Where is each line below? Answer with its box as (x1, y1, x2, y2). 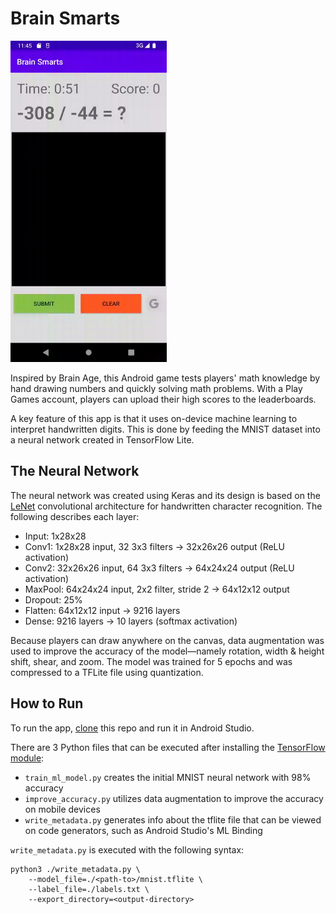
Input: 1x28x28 (24, 530, 87, 542)
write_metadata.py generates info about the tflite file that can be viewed (24, 813, 322, 826)
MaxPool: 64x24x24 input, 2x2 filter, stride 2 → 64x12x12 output (24, 583, 290, 595)
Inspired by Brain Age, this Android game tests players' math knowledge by (10, 372, 321, 384)
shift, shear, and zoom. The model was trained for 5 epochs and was (10, 655, 293, 667)
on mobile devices (24, 803, 101, 815)
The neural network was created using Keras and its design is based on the (10, 489, 321, 501)
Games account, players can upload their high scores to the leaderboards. (10, 393, 317, 405)
